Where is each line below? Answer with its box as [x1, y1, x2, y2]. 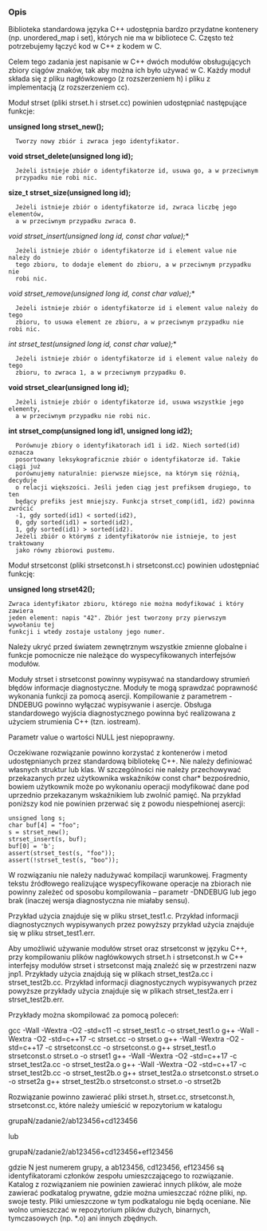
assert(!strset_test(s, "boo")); [8, 856, 120, 865]
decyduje [8, 476, 37, 485]
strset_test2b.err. [8, 994, 65, 1005]
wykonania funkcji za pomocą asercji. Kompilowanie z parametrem [8, 691, 227, 701]
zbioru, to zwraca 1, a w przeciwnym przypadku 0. [15, 369, 187, 377]
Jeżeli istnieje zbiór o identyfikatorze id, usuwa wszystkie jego [15, 398, 245, 406]
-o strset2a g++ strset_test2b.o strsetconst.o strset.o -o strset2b [8, 1077, 222, 1086]
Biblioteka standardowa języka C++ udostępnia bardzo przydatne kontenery [8, 25, 259, 34]
